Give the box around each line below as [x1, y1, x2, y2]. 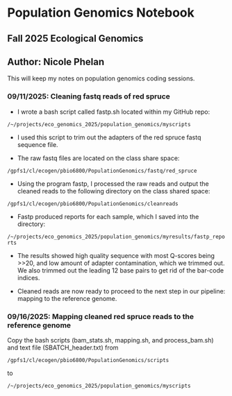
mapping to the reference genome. [17, 294, 117, 302]
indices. [17, 273, 40, 282]
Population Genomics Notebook [7, 5, 194, 21]
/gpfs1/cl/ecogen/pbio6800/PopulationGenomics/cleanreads [7, 200, 179, 207]
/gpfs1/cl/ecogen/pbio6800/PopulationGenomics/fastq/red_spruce [7, 167, 197, 174]
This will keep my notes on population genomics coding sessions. [7, 74, 195, 83]
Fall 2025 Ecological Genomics [7, 33, 144, 44]
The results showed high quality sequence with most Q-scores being [17, 251, 215, 259]
